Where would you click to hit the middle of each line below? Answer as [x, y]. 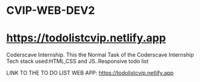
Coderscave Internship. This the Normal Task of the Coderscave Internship [100, 55]
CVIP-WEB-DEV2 [51, 11]
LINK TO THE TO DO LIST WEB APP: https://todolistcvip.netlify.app [90, 73]
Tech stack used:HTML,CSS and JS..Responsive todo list [78, 61]
